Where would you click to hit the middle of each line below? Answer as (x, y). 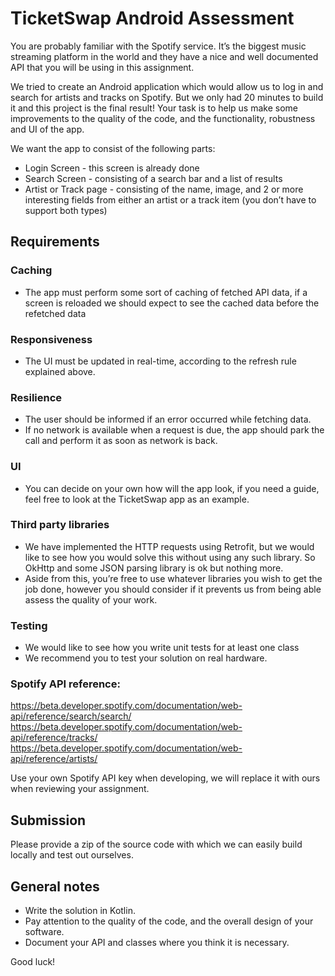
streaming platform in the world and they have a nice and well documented (164, 56)
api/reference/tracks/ (54, 738)
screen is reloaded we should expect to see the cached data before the (172, 303)
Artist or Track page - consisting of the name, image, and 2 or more (164, 189)
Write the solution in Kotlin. (80, 911)
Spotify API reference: (65, 684)
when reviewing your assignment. (80, 789)
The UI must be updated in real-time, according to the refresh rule (160, 361)
